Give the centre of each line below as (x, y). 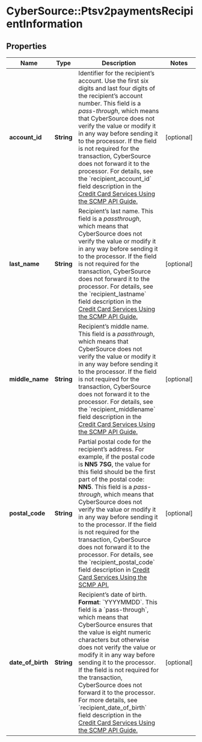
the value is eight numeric (115, 632)
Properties (26, 46)
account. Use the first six (113, 81)
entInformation (44, 24)
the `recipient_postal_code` (116, 562)
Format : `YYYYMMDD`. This (118, 602)
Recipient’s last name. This (115, 211)
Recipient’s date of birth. (112, 595)
